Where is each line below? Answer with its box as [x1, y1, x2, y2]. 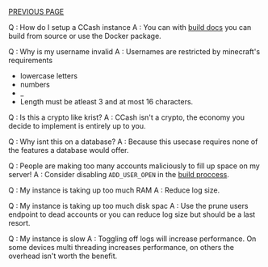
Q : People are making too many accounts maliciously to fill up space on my [8, 161, 260, 171]
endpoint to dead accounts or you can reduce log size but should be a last [8, 210, 256, 219]
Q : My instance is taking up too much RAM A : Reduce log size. [8, 185, 220, 195]
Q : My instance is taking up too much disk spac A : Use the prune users [8, 201, 249, 210]
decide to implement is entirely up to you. [8, 121, 147, 130]
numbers [19, 80, 51, 89]
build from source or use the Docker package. [8, 32, 161, 40]
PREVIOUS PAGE [8, 7, 65, 16]
